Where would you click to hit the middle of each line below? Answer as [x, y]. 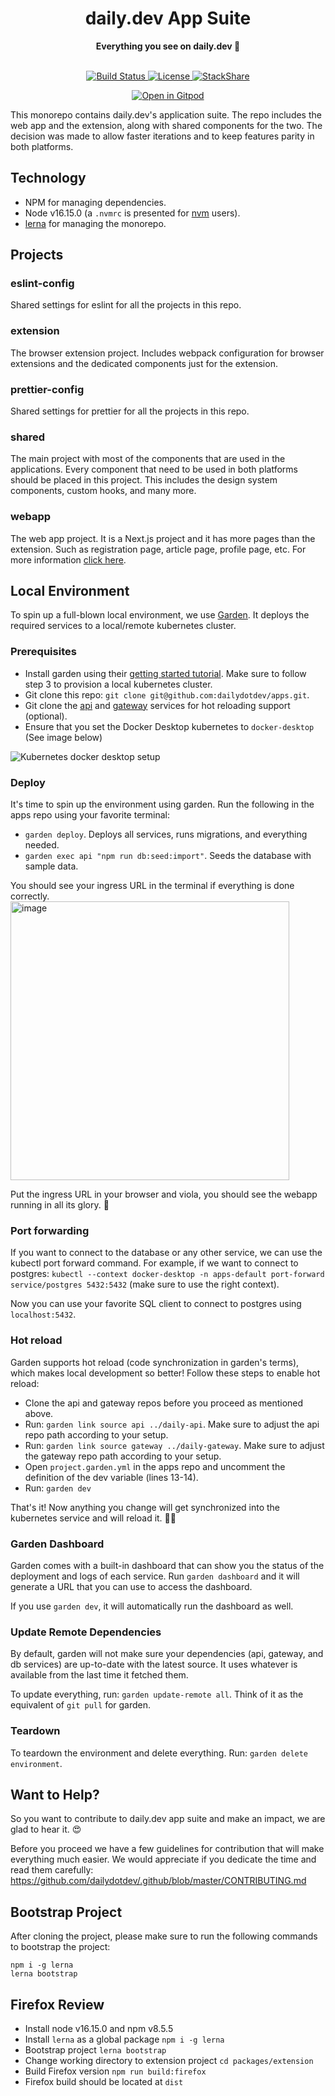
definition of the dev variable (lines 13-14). [111, 1477]
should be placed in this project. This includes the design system [144, 480]
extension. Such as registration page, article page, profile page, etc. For [158, 549]
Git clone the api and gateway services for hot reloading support [157, 705]
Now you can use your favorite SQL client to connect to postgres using [156, 1304]
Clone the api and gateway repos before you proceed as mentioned [164, 1403]
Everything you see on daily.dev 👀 [168, 46]
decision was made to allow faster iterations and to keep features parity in [162, 136]
